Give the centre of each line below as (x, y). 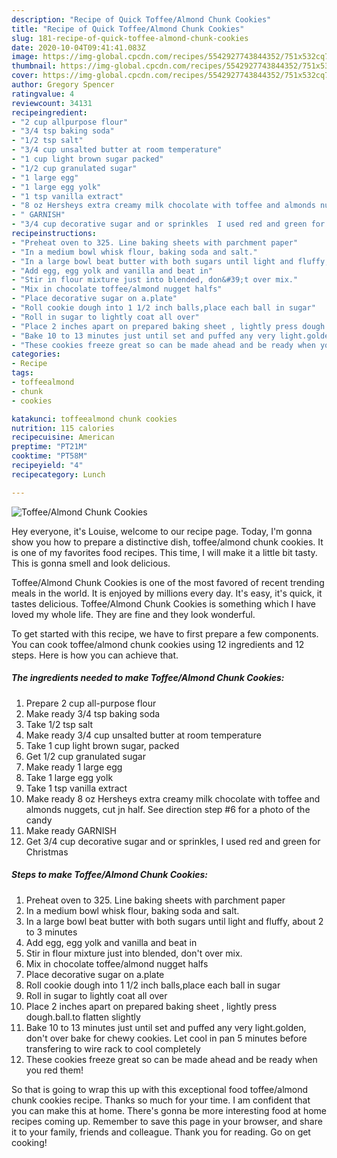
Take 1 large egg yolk (69, 777)
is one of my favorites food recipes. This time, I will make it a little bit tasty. (164, 552)
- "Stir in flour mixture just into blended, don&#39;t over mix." (155, 280)
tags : (22, 373)
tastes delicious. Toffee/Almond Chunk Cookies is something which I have (163, 603)
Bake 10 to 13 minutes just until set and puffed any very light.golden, (166, 1027)
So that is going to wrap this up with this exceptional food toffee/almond (160, 1089)
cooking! (29, 1142)
